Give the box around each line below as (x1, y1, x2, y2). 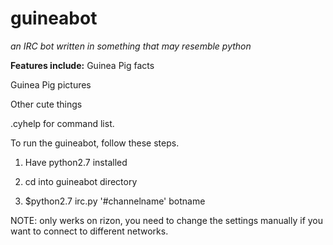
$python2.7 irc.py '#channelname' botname (24, 195, 206, 207)
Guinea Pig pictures (10, 78, 92, 91)
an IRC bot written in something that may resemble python (10, 40, 252, 52)
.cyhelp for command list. (10, 117, 115, 129)
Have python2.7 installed (24, 156, 128, 168)
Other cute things (10, 98, 83, 110)
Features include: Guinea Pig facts (10, 59, 155, 71)
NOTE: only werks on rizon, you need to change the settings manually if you (10, 214, 324, 226)
